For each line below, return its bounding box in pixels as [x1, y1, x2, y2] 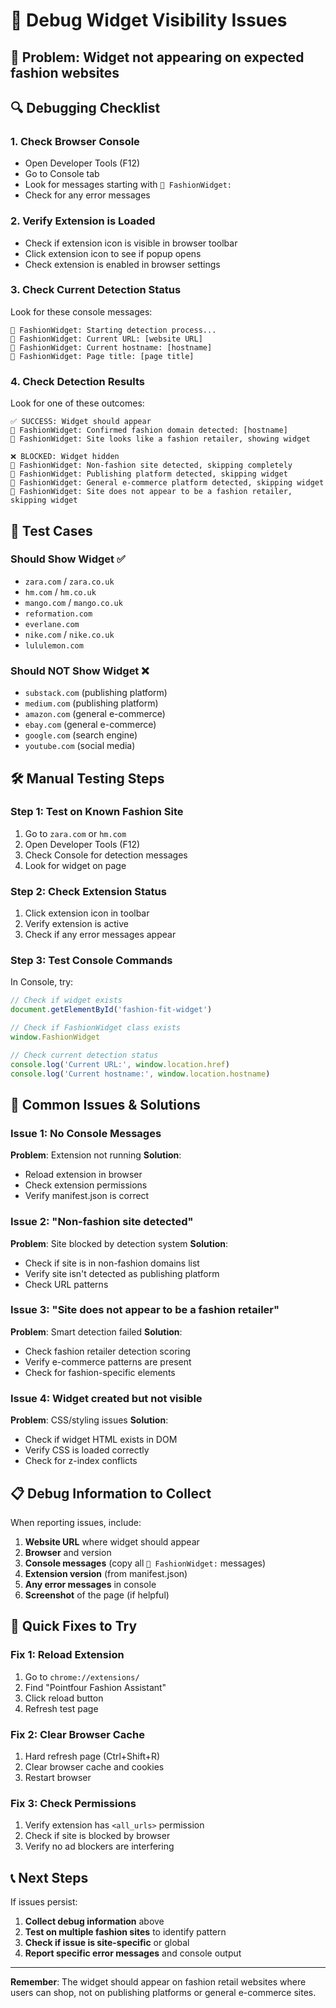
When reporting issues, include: [10, 1516, 142, 1528]
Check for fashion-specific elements [24, 1366, 176, 1378]
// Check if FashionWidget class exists [10, 1023, 182, 1033]
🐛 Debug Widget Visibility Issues [10, 9, 288, 32]
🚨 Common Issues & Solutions [10, 1096, 201, 1113]
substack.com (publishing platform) [24, 687, 168, 699]
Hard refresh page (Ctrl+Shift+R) [24, 1750, 161, 1762]
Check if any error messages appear [24, 929, 177, 941]
